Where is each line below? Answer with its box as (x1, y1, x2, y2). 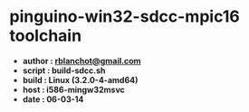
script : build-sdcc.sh (22, 65, 106, 76)
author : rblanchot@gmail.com (22, 55, 142, 66)
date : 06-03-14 (22, 93, 84, 105)
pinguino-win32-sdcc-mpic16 (9, 6, 240, 27)
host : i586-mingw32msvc (22, 84, 125, 95)
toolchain (9, 25, 82, 46)
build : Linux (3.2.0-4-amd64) (22, 74, 139, 85)
